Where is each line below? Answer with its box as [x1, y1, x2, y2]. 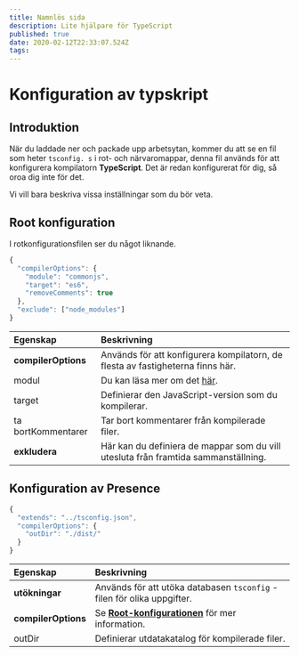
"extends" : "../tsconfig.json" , [17, 513, 138, 522]
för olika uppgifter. [115, 593, 193, 604]
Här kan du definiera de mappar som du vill [101, 440, 281, 452]
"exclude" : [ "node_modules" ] [17, 305, 125, 314]
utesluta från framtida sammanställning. [101, 450, 267, 463]
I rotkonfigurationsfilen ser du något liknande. [9, 238, 176, 249]
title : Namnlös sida [9, 12, 86, 22]
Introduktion [9, 119, 80, 134]
